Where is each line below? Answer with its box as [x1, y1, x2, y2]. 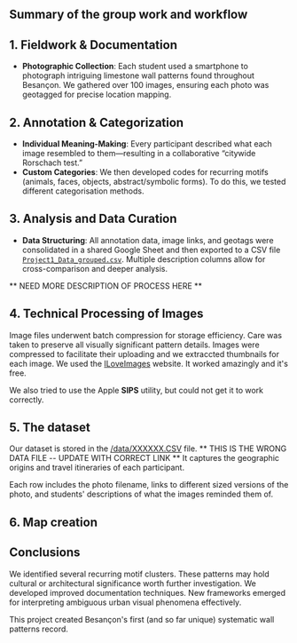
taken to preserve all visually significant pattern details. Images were [9, 339, 260, 350]
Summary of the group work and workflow [9, 7, 248, 22]
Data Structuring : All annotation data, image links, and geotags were [21, 234, 274, 245]
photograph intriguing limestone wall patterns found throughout [21, 70, 255, 81]
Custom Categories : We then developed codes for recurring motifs [21, 167, 269, 178]
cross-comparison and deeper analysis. [21, 263, 168, 274]
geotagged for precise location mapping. [21, 89, 172, 100]
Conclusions [9, 545, 81, 560]
